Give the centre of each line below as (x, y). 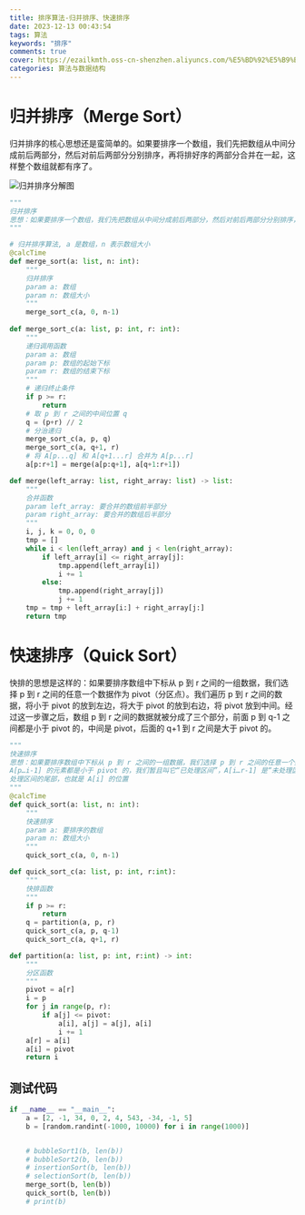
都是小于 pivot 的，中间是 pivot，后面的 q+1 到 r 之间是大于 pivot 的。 (147, 728)
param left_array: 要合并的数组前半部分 (96, 506)
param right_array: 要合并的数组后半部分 (98, 515)
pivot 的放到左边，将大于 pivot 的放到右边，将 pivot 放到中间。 (168, 705)
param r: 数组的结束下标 (68, 371)
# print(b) (46, 1201)
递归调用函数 (46, 346)
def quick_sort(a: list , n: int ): (75, 805)
